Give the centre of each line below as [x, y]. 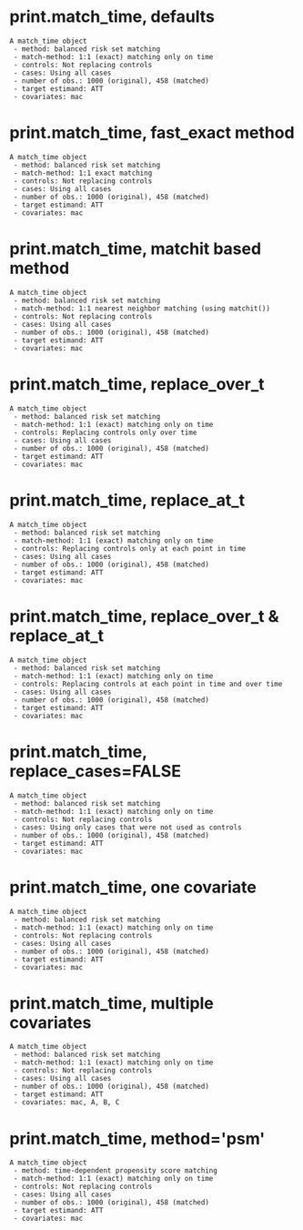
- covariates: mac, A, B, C [66, 1103]
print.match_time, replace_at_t [127, 500]
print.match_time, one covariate [133, 887]
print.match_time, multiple [111, 1003]
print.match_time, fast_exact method [152, 133]
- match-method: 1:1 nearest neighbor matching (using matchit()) [142, 308]
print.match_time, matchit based [136, 249]
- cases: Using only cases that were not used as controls [128, 827]
